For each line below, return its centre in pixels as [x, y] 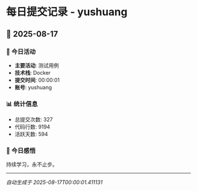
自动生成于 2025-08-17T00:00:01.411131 [54, 182]
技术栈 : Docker [33, 72]
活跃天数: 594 [31, 134]
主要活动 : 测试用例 [37, 65]
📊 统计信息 [22, 104]
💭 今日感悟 [21, 151]
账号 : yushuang [33, 87]
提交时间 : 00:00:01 [37, 80]
